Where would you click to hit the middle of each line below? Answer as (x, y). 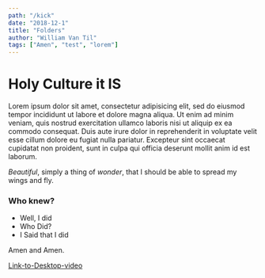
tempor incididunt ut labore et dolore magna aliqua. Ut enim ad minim (121, 115)
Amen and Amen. (36, 250)
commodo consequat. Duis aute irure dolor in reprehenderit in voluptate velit (132, 131)
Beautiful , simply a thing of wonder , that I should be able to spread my (123, 172)
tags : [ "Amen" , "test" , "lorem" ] (63, 45)
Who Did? (36, 227)
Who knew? (32, 200)
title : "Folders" (37, 30)
